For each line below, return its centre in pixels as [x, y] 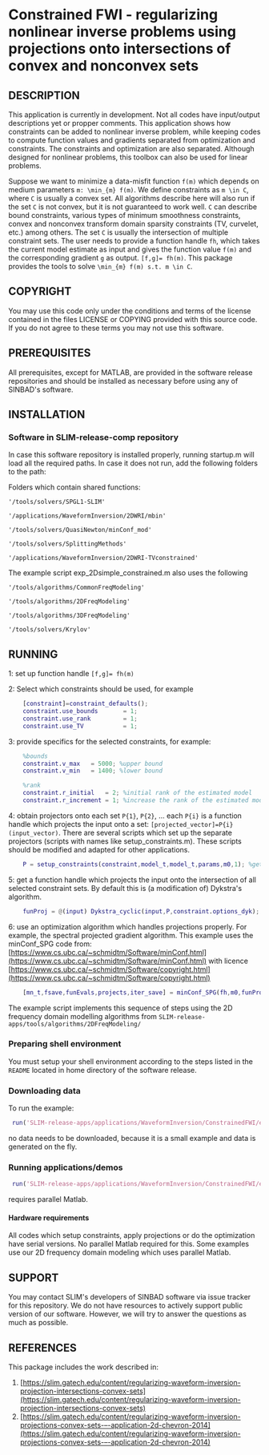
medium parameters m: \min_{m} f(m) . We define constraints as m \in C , [129, 189]
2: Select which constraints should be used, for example [101, 689]
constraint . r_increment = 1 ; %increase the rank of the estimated [136, 800]
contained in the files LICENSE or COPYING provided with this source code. [133, 319]
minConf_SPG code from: [50, 944]
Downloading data [45, 1090]
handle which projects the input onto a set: [79, 824]
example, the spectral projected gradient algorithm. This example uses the [131, 935]
